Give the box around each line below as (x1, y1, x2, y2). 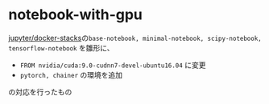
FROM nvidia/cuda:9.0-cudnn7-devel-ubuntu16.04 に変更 (19, 60, 206, 70)
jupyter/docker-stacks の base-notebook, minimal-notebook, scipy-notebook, (8, 33, 262, 42)
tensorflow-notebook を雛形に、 (8, 42, 114, 53)
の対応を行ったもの (8, 86, 72, 97)
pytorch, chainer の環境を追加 (19, 70, 123, 79)
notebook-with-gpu (8, 6, 143, 24)
